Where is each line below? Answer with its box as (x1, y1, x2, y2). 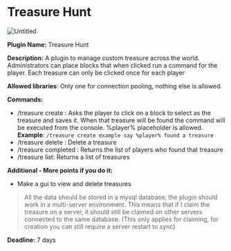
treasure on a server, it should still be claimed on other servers (24, 207, 203, 216)
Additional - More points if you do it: (7, 166, 113, 174)
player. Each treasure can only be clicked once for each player (7, 68, 185, 77)
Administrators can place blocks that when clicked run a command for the (7, 61, 218, 69)
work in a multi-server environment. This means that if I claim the (24, 200, 210, 208)
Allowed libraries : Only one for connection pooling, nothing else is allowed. (7, 82, 223, 90)
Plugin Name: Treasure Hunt (7, 40, 89, 48)
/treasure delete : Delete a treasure (17, 138, 118, 146)
